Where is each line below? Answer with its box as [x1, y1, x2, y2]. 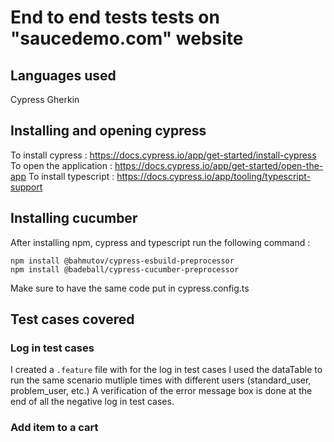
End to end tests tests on [10, 6, 220, 29]
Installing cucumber [10, 210, 138, 227]
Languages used [10, 67, 117, 84]
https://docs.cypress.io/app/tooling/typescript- [116, 170, 312, 182]
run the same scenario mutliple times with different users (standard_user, [10, 374, 312, 386]
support [10, 181, 43, 193]
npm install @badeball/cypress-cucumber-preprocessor [10, 264, 240, 275]
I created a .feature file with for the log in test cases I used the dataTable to [10, 364, 323, 376]
